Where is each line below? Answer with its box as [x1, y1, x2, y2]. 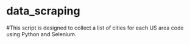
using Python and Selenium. [6, 30, 77, 37]
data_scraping [6, 4, 80, 18]
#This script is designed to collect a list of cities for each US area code [6, 24, 184, 31]
